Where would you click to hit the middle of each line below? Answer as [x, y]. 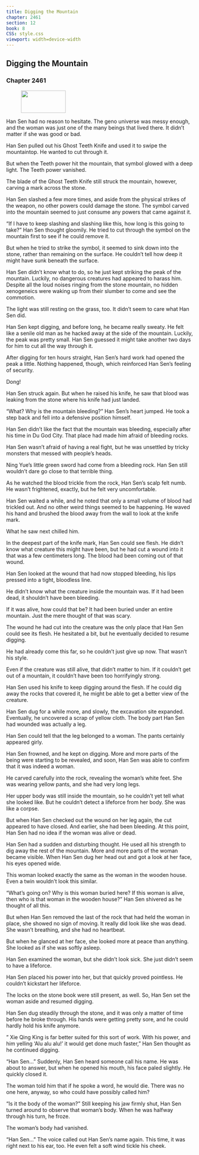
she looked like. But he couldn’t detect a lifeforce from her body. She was [96, 802]
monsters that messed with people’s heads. [59, 453]
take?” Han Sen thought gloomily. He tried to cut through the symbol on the [98, 230]
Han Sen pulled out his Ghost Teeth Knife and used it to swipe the [86, 145]
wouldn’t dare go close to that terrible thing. [60, 471]
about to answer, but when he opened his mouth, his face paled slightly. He [98, 1068]
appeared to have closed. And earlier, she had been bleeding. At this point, [97, 826]
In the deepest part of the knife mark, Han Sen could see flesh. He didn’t [95, 543]
